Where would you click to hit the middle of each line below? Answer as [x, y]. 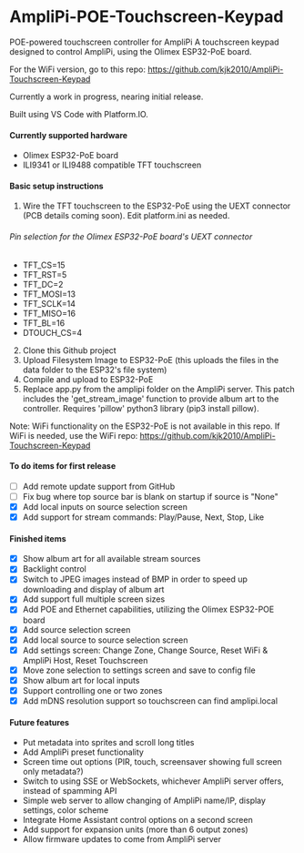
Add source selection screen [76, 629]
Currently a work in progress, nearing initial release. [106, 96]
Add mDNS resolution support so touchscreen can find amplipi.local [150, 701]
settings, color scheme [66, 810]
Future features [40, 722]
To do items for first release [63, 466]
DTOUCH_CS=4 [52, 332]
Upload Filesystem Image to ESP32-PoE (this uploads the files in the [151, 360]
